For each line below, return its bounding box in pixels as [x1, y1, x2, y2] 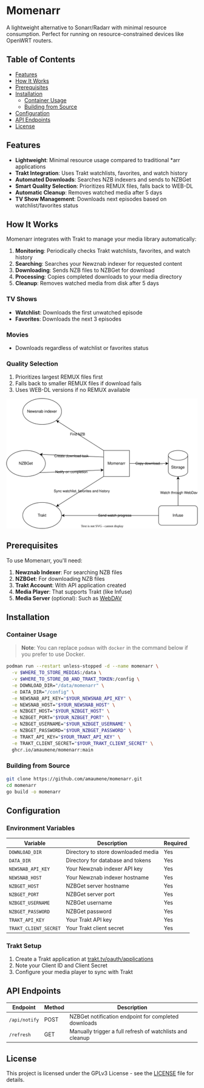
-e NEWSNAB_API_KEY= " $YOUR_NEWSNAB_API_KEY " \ [12, 695, 132, 702]
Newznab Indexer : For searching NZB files [15, 568, 123, 576]
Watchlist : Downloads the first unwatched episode [15, 308, 143, 316]
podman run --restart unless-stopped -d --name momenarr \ [6, 663, 159, 669]
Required [163, 839, 188, 847]
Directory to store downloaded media [66, 848, 159, 855]
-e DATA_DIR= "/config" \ [12, 689, 75, 695]
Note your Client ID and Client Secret [15, 962, 108, 969]
